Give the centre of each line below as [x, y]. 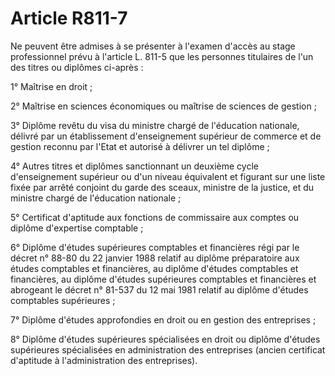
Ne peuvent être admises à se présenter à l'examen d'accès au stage [153, 46]
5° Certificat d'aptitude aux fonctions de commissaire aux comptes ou [155, 217]
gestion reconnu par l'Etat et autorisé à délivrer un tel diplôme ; [140, 146]
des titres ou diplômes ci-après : [77, 67]
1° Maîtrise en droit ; [51, 86]
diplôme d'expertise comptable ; [77, 228]
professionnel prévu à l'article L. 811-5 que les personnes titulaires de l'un [162, 56]
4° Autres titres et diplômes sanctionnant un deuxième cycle [134, 166]
